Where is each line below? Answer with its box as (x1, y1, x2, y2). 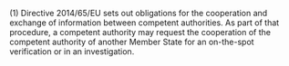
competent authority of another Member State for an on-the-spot (9, 36, 254, 47)
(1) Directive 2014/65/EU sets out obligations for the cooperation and (9, 8, 268, 18)
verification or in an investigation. (9, 46, 135, 57)
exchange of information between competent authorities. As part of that (9, 17, 280, 28)
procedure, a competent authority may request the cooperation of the (9, 27, 272, 37)
